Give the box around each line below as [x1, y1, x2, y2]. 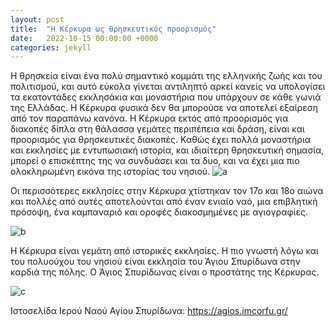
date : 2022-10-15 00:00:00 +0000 [10, 33, 159, 43]
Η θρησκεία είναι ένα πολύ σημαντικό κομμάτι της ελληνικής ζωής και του [10, 70, 323, 82]
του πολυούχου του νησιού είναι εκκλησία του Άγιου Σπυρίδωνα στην [10, 256, 301, 268]
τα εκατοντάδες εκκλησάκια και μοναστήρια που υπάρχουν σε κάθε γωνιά [10, 91, 322, 103]
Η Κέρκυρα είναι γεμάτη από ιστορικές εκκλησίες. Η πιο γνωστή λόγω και [10, 245, 319, 257]
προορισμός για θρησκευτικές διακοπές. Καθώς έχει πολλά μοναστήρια [10, 134, 312, 146]
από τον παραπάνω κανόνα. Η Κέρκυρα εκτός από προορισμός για [10, 112, 289, 125]
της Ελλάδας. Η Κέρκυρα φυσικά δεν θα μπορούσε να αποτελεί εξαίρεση [10, 102, 318, 114]
